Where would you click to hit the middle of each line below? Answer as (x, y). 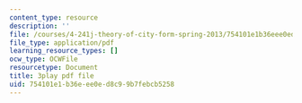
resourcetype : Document (54, 68)
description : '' (40, 26)
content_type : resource (54, 17)
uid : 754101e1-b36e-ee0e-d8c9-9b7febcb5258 (92, 84)
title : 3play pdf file (52, 76)
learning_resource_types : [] (64, 51)
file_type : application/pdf (62, 43)
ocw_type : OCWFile (44, 59)
